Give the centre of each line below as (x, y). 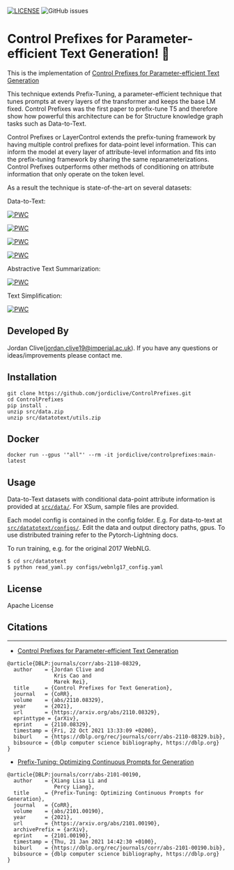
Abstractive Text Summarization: (54, 268)
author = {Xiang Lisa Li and (61, 781)
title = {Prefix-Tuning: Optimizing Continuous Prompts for (109, 793)
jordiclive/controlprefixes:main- (166, 455)
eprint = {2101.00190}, (53, 835)
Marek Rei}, (71, 682)
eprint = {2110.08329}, (53, 724)
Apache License (30, 605)
